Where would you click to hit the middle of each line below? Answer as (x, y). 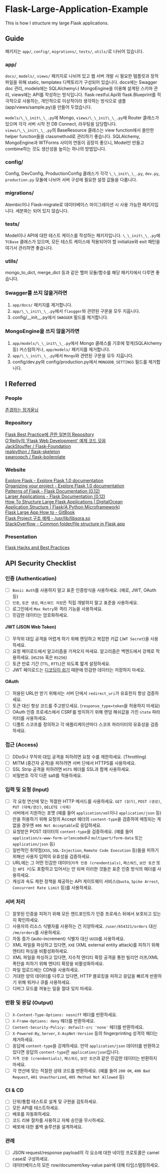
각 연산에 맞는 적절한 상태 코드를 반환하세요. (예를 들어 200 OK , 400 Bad (81, 1070)
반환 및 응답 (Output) (29, 1003)
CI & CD (14, 1090)
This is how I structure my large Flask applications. (57, 23)
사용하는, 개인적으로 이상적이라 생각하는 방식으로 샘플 (74, 101)
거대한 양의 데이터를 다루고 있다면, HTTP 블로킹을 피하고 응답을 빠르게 (81, 976)
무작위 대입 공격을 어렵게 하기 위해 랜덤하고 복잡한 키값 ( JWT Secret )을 (81, 638)
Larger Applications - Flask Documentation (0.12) (55, 496)
